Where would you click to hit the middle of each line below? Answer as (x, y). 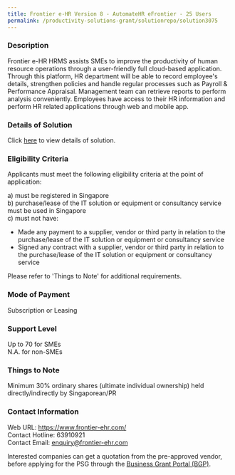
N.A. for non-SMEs (35, 351)
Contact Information (43, 412)
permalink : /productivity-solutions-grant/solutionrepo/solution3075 (113, 21)
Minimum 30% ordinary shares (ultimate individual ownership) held (106, 386)
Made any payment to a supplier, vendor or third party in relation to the (121, 232)
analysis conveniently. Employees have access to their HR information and (116, 99)
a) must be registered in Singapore (58, 196)
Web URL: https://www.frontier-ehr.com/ (67, 427)
